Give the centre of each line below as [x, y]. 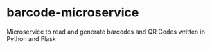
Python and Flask [31, 38]
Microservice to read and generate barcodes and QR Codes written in [106, 32]
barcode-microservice [73, 13]
